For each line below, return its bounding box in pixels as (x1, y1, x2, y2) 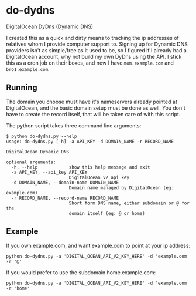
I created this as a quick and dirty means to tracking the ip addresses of (6, 34, 180, 41)
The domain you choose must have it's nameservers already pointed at (6, 98, 177, 105)
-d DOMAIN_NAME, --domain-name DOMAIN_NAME (11, 180, 119, 186)
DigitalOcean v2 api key (68, 174, 130, 180)
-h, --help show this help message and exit (11, 164, 150, 170)
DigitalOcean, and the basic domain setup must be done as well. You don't (6, 104, 185, 112)
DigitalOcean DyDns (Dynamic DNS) (6, 23, 94, 30)
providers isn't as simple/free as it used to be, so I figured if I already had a (6, 46, 187, 53)
